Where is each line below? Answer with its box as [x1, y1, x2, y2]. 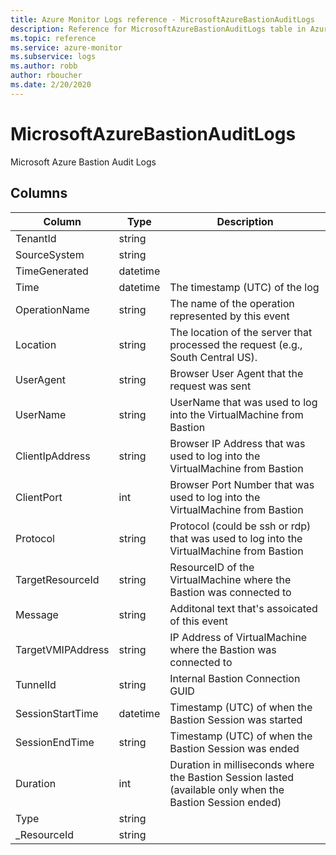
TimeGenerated [15, 264, 89, 278]
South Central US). [169, 350, 258, 364]
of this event [169, 614, 229, 628]
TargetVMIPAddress [15, 642, 110, 656]
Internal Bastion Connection [169, 671, 301, 685]
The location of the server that [169, 325, 313, 339]
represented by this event [169, 309, 290, 323]
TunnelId [15, 677, 57, 691]
